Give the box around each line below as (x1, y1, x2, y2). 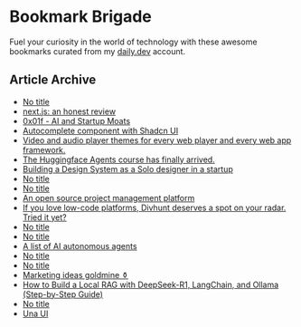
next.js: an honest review (22, 106, 116, 117)
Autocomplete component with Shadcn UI (22, 125, 179, 136)
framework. (22, 144, 66, 155)
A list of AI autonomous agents (22, 240, 137, 251)
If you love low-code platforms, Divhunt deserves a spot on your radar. (22, 202, 287, 213)
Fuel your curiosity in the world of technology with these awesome (9, 36, 258, 47)
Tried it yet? (22, 211, 67, 223)
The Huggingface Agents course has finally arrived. (22, 154, 215, 165)
